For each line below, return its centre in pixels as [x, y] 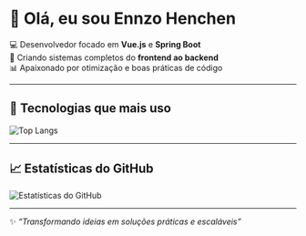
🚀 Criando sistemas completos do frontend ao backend [114, 57]
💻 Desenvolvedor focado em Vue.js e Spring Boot [105, 44]
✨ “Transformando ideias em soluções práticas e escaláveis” [125, 221]
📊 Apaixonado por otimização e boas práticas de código [116, 67]
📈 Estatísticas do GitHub [82, 169]
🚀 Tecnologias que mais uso [90, 108]
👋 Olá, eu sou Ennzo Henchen [123, 19]
